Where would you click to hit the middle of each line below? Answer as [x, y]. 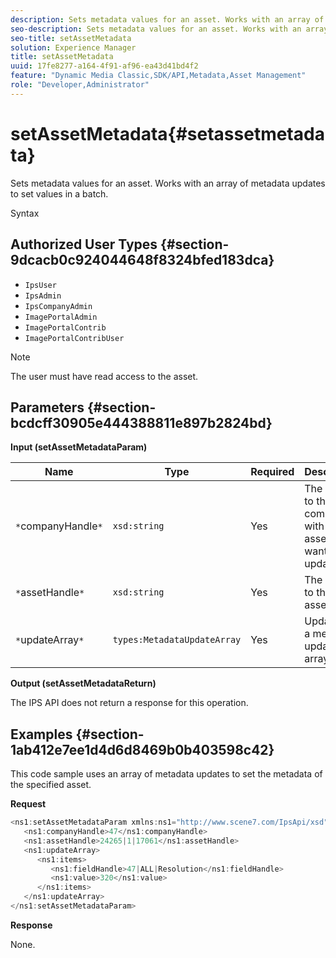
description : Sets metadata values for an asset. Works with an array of [167, 19]
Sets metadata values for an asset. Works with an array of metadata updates [168, 183]
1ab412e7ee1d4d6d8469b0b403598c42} [142, 749]
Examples [41, 734]
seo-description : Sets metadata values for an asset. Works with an [156, 29]
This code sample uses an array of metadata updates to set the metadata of [166, 774]
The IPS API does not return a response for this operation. [129, 703]
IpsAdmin [43, 296]
